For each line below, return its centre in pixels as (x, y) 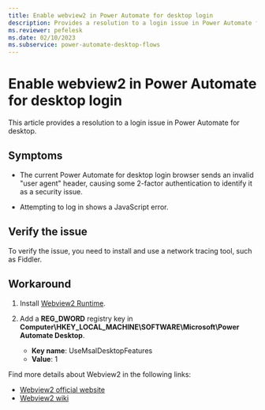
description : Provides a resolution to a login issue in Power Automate (130, 23)
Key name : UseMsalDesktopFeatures (92, 350)
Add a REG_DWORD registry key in (76, 318)
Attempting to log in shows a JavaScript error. (94, 207)
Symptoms (35, 156)
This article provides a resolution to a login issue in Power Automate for (124, 122)
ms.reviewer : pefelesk (45, 30)
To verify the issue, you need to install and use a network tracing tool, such (130, 250)
